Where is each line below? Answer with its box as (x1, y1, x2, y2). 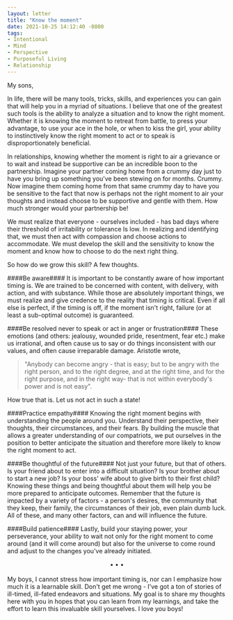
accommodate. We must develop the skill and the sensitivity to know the (7, 239, 214, 247)
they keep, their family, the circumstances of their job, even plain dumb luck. (7, 503, 226, 512)
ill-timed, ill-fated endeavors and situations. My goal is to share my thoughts (7, 589, 225, 598)
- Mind (7, 42, 26, 49)
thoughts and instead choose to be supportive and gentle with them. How (7, 196, 218, 205)
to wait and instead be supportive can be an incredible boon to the (7, 159, 198, 168)
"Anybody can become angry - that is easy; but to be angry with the (24, 359, 220, 368)
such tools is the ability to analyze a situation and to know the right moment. (7, 109, 225, 117)
